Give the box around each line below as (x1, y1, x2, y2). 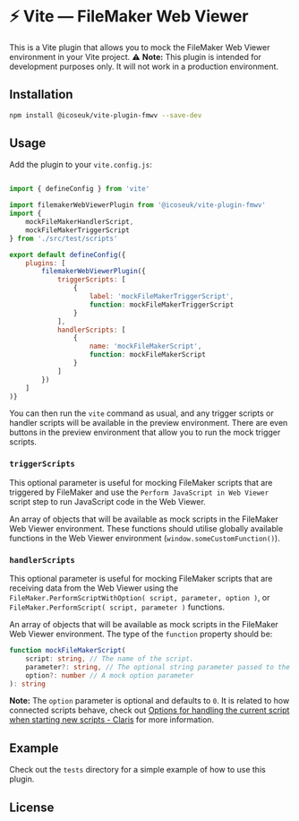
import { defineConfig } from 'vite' (9, 185, 150, 194)
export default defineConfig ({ (9, 250, 126, 259)
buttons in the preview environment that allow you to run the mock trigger (9, 427, 281, 438)
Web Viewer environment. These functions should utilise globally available (9, 523, 284, 533)
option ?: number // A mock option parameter (25, 670, 194, 680)
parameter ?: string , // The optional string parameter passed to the (25, 662, 291, 671)
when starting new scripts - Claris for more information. (9, 714, 215, 725)
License (9, 799, 55, 815)
